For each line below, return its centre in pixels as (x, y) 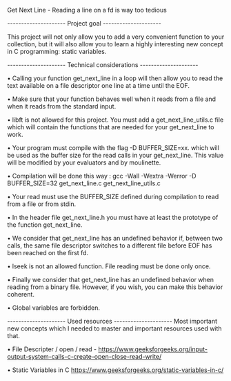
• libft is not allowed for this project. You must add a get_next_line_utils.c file (115, 120)
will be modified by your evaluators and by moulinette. (84, 162)
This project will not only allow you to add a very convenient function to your (116, 37)
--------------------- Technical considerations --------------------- (103, 65)
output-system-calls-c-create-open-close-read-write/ (84, 356)
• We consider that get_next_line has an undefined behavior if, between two (115, 238)
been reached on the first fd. (48, 253)
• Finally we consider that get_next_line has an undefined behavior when (111, 280)
